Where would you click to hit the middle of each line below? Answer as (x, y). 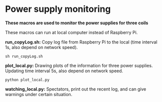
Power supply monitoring (58, 9)
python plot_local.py (27, 80)
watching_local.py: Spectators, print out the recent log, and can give (76, 89)
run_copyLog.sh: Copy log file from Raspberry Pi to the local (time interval (81, 42)
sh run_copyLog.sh (24, 56)
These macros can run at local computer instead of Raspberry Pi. (71, 32)
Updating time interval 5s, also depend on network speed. (64, 71)
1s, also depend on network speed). (41, 47)
